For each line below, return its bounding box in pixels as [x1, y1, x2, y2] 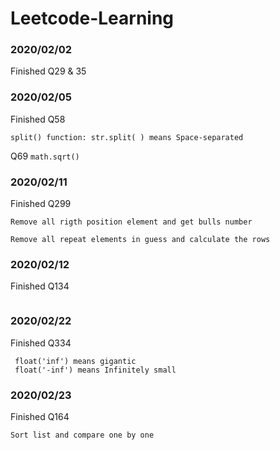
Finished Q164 [10, 410, 70, 422]
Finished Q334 [10, 337, 72, 349]
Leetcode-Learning [10, 7, 175, 30]
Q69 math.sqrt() [10, 150, 80, 162]
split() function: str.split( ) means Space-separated [10, 132, 244, 142]
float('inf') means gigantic [14, 356, 137, 366]
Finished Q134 [10, 280, 70, 292]
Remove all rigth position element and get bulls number [10, 217, 253, 227]
